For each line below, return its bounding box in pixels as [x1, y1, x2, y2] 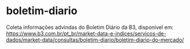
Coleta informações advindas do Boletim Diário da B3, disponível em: [6, 24, 174, 31]
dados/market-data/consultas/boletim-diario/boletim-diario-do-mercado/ [6, 36, 184, 43]
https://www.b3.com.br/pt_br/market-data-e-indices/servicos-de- [6, 30, 166, 37]
